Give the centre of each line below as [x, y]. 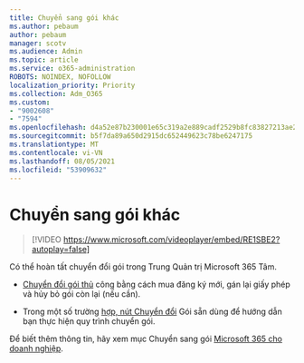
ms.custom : [30, 102]
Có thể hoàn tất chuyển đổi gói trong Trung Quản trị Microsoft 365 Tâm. [143, 267]
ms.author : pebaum [44, 26]
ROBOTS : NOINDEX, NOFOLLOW [60, 77]
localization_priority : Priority [72, 85]
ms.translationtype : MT [54, 144]
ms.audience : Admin [46, 52]
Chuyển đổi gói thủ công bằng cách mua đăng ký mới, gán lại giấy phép [157, 285]
